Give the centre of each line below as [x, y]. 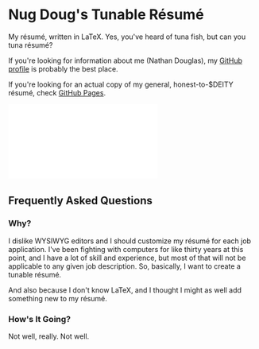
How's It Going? [40, 319]
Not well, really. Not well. [49, 336]
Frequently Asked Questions [81, 201]
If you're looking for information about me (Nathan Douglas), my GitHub [125, 60]
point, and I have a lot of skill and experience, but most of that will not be [127, 258]
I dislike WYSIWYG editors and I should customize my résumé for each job [130, 241]
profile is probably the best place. [63, 68]
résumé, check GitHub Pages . [57, 92]
